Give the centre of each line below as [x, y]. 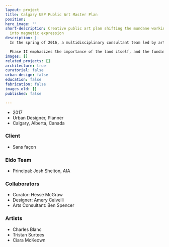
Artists [14, 218]
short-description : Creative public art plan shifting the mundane [77, 29]
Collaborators [22, 184]
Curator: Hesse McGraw [37, 195]
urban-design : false [27, 75]
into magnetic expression [37, 33]
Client [13, 136]
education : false [23, 80]
